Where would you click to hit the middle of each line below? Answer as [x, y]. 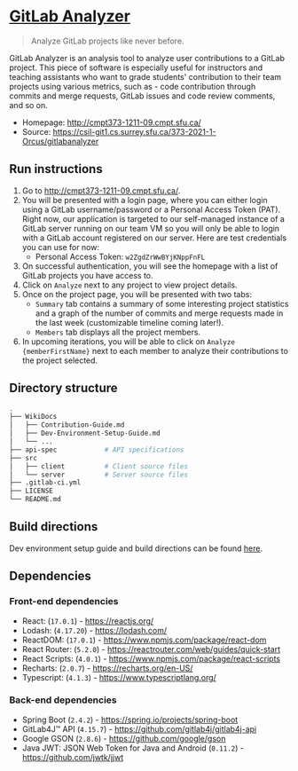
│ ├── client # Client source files [99, 466]
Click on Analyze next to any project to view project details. [129, 285]
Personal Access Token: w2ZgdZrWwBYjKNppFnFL [120, 256]
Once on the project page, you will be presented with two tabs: [137, 294]
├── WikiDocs [33, 417]
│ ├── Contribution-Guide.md [67, 425]
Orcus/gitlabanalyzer [60, 141]
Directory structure [63, 388]
